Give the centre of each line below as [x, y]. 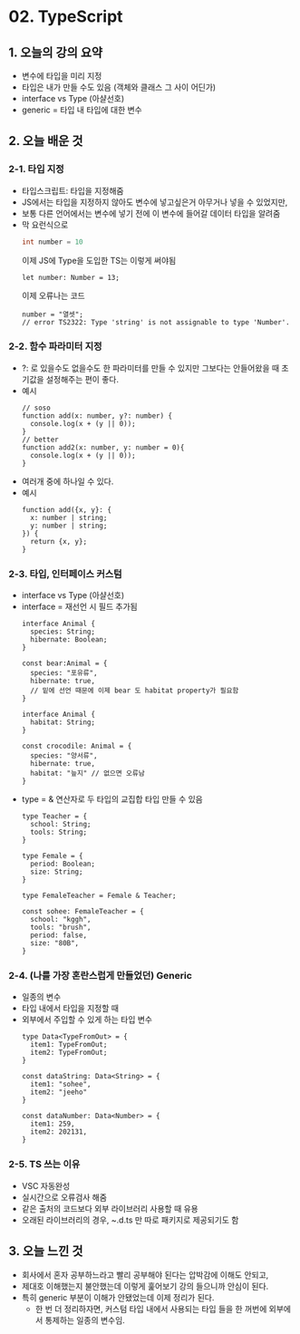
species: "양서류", [64, 756]
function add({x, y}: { [67, 509]
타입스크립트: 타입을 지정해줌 [73, 190]
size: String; [57, 872]
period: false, [59, 935]
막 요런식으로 [45, 225]
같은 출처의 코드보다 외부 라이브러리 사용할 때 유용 [110, 1208]
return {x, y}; [59, 541]
